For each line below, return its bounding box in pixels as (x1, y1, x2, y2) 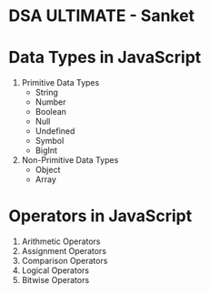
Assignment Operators (21, 246, 106, 257)
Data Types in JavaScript (8, 47, 202, 68)
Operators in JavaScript (8, 206, 193, 227)
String (35, 87, 58, 98)
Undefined (35, 126, 75, 137)
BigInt (35, 145, 58, 156)
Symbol (35, 136, 65, 147)
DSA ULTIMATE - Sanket (8, 5, 195, 26)
